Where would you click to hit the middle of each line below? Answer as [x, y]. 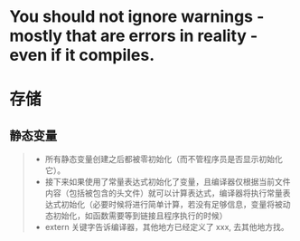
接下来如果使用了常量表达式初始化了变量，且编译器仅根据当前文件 [168, 182]
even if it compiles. [82, 55]
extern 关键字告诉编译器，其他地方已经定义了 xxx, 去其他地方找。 [167, 227]
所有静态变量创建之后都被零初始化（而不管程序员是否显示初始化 [164, 159]
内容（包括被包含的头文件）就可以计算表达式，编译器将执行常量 [164, 193]
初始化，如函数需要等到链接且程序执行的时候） [140, 216]
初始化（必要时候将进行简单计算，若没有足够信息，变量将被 [172, 205]
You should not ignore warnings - [137, 17]
